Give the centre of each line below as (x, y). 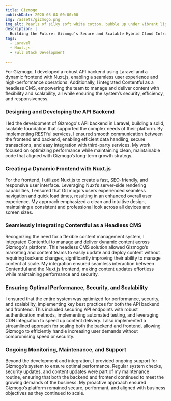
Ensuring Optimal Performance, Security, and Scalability (77, 288)
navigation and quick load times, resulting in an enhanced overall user (79, 196)
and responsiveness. (27, 99)
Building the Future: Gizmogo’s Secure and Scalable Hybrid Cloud (82, 34)
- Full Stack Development (37, 52)
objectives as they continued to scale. (45, 393)
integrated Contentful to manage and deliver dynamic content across (78, 242)
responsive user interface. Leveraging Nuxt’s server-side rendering (76, 185)
